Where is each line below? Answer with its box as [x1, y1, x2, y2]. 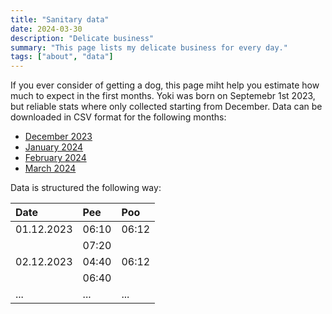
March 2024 [24, 162, 77, 175]
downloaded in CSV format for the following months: [10, 111, 227, 123]
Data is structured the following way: [10, 182, 162, 194]
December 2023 [24, 131, 93, 143]
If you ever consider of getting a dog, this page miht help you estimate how [10, 79, 320, 91]
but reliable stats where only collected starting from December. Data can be [10, 101, 323, 113]
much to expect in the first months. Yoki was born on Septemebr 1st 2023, [10, 90, 316, 102]
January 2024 [24, 141, 84, 153]
